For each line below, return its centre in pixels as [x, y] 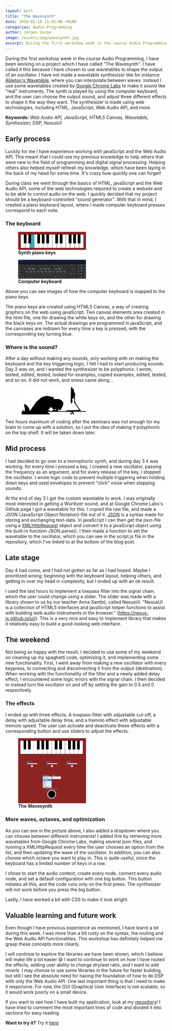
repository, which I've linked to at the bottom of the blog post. [70, 542]
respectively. [19, 690]
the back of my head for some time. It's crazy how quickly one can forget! [83, 173]
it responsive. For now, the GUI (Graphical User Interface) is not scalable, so [85, 987]
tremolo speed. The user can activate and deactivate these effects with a [82, 726]
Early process [28, 139]
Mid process [26, 449]
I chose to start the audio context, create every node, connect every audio [84, 873]
